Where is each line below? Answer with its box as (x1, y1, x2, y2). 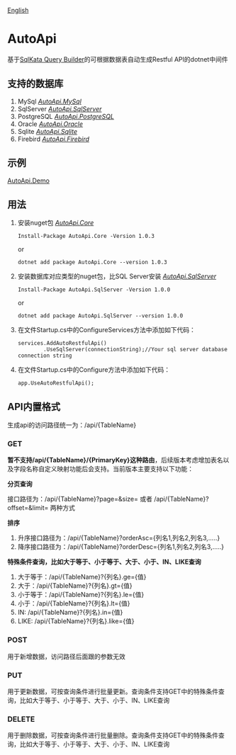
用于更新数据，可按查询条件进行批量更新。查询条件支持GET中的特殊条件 (7, 687, 218, 696)
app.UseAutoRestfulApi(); (17, 380, 94, 387)
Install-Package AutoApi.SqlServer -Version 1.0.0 (17, 286, 171, 293)
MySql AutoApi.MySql (17, 97, 82, 106)
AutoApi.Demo (7, 176, 50, 185)
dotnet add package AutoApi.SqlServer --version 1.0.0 (17, 312, 184, 319)
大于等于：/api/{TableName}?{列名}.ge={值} (17, 573, 147, 581)
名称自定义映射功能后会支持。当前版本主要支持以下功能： (26, 465, 193, 473)
